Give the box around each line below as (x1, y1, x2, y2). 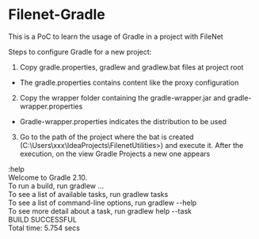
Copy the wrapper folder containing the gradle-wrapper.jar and (19, 93, 226, 102)
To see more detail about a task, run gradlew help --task (8, 206, 192, 215)
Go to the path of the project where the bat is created (19, 132, 194, 142)
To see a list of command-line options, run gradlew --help (8, 198, 197, 207)
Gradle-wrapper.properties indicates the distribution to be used (19, 116, 227, 126)
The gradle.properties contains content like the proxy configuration (19, 78, 239, 87)
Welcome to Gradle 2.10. (8, 173, 88, 182)
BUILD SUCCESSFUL (8, 214, 78, 224)
